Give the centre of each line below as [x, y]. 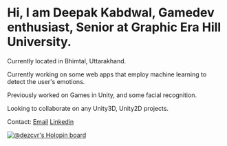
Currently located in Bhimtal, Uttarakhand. [67, 61]
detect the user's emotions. [46, 81]
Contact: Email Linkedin [41, 121]
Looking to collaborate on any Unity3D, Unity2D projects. [88, 108]
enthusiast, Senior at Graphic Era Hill [114, 27]
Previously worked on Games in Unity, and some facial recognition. [102, 95]
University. [40, 42]
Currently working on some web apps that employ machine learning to [107, 74]
